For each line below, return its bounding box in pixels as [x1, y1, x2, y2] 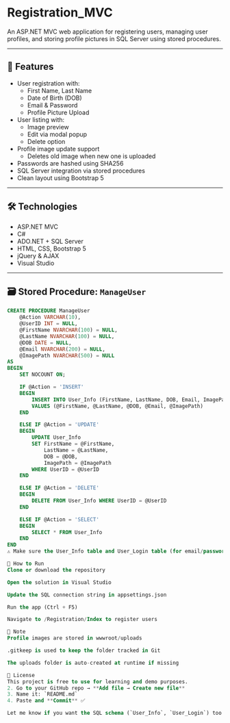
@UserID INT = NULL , [19, 320, 78, 327]
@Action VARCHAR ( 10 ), [19, 314, 81, 321]
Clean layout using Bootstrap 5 [16, 173, 104, 182]
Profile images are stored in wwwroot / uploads [7, 635, 142, 642]
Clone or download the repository [7, 566, 106, 573]
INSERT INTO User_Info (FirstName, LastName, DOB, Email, [31, 396, 201, 403]
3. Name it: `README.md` [7, 691, 78, 698]
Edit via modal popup [27, 130, 88, 138]
